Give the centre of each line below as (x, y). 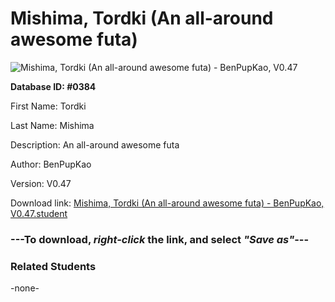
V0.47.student (39, 213)
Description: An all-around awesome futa (95, 144)
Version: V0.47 (41, 183)
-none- (25, 288)
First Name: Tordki (48, 106)
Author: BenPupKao (51, 164)
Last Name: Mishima (52, 125)
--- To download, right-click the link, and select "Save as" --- (160, 239)
